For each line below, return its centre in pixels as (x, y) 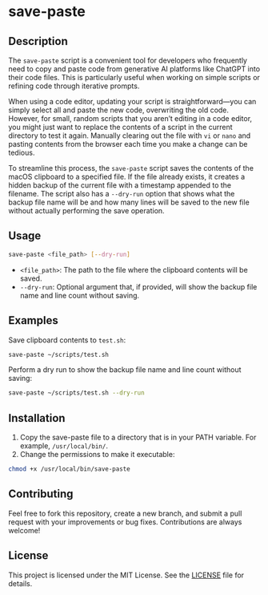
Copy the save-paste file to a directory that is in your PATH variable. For (138, 437)
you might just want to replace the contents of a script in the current (121, 127)
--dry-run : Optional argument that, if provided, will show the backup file (138, 286)
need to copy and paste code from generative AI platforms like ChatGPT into (134, 69)
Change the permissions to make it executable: (97, 455)
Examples (33, 320)
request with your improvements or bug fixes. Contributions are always (125, 522)
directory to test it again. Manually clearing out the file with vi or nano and (130, 136)
